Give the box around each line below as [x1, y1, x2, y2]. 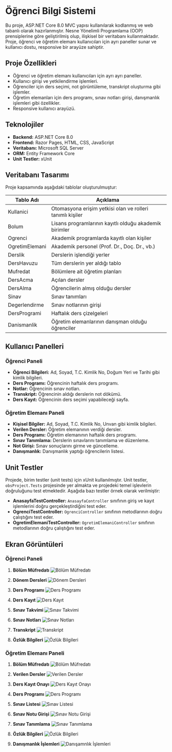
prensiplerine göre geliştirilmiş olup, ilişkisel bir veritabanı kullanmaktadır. [5, 33, 160, 39]
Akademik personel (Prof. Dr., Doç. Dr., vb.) [51, 243, 155, 250]
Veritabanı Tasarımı [5, 170, 69, 179]
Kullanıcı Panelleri [5, 342, 64, 351]
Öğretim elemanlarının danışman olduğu [51, 318, 147, 325]
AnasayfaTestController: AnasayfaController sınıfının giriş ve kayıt [12, 498, 155, 504]
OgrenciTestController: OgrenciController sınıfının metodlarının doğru [12, 509, 162, 515]
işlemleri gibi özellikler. [12, 100, 61, 106]
